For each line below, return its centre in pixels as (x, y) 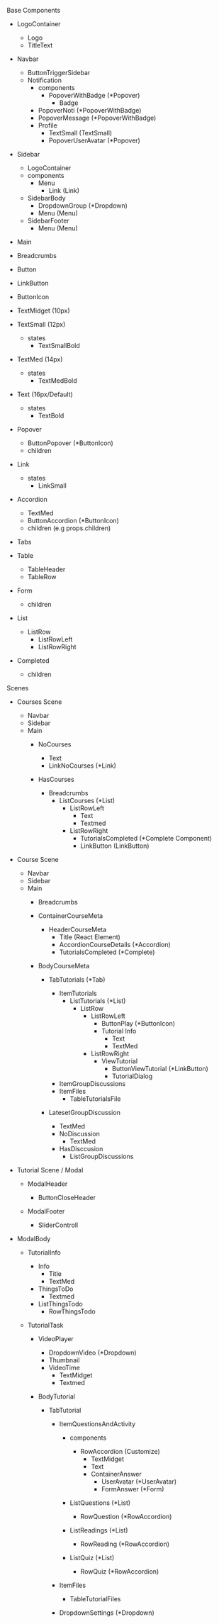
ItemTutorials (78, 993)
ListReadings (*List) (99, 1530)
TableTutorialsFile (95, 1099)
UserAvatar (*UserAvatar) (139, 1482)
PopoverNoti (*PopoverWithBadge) (90, 110)
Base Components (34, 10)
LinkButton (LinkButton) (115, 846)
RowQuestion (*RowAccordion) (126, 1517)
